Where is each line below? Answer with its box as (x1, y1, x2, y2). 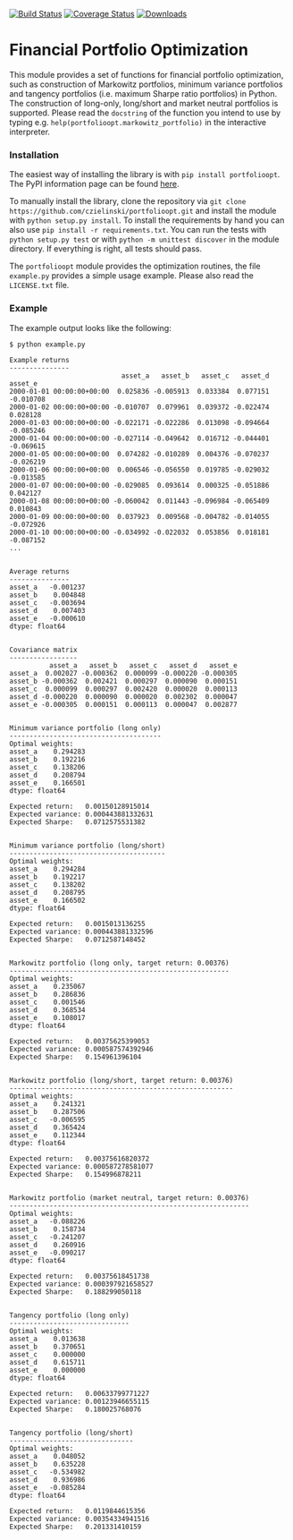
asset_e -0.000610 (9, 614, 87, 623)
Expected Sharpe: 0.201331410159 (9, 1522, 142, 1531)
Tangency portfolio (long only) (9, 1311, 130, 1320)
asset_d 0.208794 (9, 770, 87, 779)
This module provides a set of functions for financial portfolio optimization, (9, 69, 284, 80)
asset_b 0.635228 (9, 1459, 87, 1468)
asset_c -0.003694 (9, 598, 87, 608)
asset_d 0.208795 (9, 888, 87, 897)
